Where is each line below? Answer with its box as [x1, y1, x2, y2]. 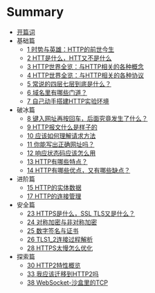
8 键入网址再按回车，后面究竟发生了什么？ [26, 114, 148, 122]
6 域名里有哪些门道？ [26, 88, 88, 97]
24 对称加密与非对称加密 [26, 218, 98, 226]
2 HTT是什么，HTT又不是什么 [26, 53, 112, 62]
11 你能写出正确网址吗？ [26, 140, 95, 149]
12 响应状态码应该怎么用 [26, 149, 96, 157]
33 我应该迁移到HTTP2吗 [26, 270, 99, 278]
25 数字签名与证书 [26, 226, 79, 235]
